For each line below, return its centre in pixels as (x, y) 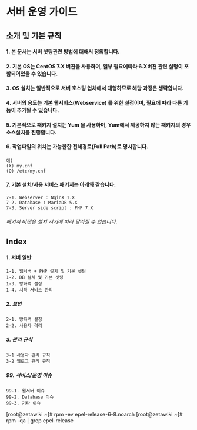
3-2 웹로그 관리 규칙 (28, 362)
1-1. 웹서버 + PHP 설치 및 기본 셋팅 (46, 272)
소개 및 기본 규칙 (34, 36)
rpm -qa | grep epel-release (40, 421)
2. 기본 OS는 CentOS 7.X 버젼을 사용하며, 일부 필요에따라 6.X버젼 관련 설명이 (95, 66)
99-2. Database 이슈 (30, 397)
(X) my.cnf (19, 166)
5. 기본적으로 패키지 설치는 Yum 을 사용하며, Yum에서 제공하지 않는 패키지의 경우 (98, 125)
